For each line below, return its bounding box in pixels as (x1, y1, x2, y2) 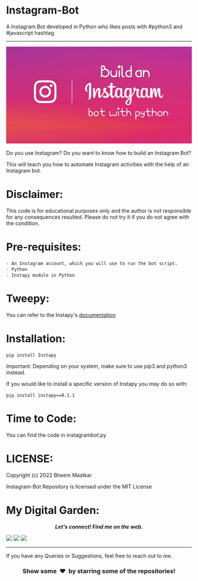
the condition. (6, 220, 40, 227)
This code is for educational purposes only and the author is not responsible (6, 207, 192, 214)
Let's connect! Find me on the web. (55, 523, 143, 530)
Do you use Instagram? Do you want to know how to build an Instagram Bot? (6, 150, 192, 157)
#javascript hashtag (6, 29, 54, 36)
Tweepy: (6, 292, 50, 305)
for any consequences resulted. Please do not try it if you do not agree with (6, 213, 190, 221)
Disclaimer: (6, 188, 64, 201)
